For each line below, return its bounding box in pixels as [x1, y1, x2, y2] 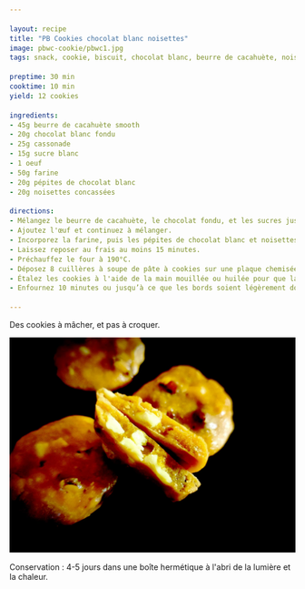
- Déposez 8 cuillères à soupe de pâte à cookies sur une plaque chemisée [9, 264, 299, 273]
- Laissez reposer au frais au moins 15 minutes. [9, 245, 202, 254]
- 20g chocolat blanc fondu [9, 130, 116, 139]
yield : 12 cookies [9, 91, 79, 100]
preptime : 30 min [9, 73, 75, 82]
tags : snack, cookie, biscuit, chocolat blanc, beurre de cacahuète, [9, 53, 279, 63]
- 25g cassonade [9, 139, 71, 149]
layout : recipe [9, 24, 67, 34]
